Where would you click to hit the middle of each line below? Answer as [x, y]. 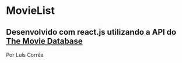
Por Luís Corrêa [25, 55]
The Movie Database [44, 41]
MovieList [31, 11]
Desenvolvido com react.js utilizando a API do [91, 32]
